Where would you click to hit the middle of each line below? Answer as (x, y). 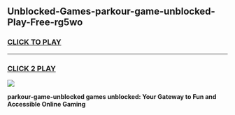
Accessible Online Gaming (47, 104)
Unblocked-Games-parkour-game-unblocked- (111, 11)
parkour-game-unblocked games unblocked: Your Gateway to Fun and (112, 96)
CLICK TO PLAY (34, 43)
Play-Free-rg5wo (45, 23)
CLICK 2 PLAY (31, 68)
